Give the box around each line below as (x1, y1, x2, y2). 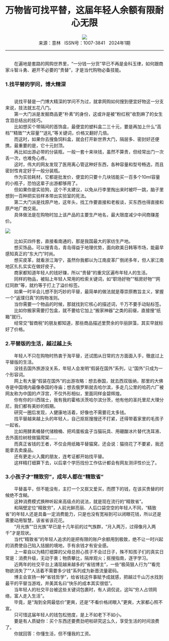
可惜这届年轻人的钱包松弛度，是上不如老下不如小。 (18, 611, 124, 617)
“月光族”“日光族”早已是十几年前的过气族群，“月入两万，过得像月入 (14, 523, 152, 529)
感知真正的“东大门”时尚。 (5, 251, 58, 257)
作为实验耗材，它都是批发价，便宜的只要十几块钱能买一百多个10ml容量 (14, 174, 160, 180)
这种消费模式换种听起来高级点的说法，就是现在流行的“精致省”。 (14, 498, 146, 504)
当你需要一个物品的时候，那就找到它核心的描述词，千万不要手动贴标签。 (14, 301, 164, 307)
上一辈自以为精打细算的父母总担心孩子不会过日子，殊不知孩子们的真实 (14, 548, 159, 554)
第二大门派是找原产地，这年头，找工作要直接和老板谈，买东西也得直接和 (14, 199, 164, 205)
